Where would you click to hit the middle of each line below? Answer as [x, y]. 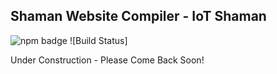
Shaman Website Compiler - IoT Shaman [138, 16]
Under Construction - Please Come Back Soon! [107, 60]
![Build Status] [98, 40]
